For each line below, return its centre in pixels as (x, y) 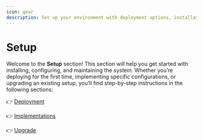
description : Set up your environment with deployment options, (89, 17)
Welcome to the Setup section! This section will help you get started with (97, 64)
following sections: (30, 90)
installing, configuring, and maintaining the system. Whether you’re (90, 71)
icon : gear (20, 12)
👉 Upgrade (21, 130)
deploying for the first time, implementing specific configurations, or (91, 77)
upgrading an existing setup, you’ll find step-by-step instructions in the (95, 83)
